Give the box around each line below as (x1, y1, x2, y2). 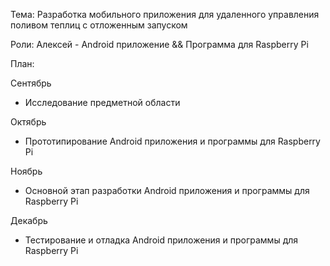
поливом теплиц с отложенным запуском (10, 19, 188, 31)
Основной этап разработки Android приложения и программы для (24, 185, 310, 196)
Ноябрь (10, 165, 43, 177)
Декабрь (10, 215, 48, 226)
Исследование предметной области (24, 97, 181, 108)
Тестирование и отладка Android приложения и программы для (24, 234, 299, 246)
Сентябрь (10, 77, 52, 89)
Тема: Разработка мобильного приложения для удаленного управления (10, 9, 320, 20)
